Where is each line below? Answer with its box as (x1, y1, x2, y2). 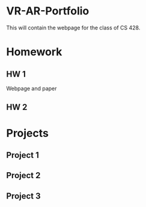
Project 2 (6, 170, 41, 181)
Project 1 (6, 150, 39, 160)
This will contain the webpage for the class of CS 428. (6, 24, 141, 31)
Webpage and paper (6, 85, 57, 92)
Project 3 (6, 191, 41, 201)
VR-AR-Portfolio (6, 4, 90, 18)
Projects (6, 126, 49, 140)
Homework (6, 45, 62, 59)
